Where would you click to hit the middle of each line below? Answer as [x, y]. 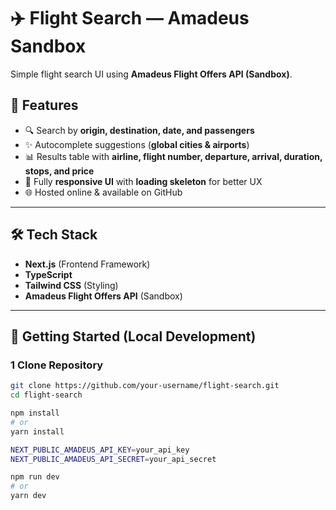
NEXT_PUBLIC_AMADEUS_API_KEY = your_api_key [100, 450]
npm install [35, 413]
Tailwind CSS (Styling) [71, 285]
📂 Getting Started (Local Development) [133, 336]
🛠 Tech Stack [54, 235]
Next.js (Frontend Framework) [87, 264]
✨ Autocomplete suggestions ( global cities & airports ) [137, 144]
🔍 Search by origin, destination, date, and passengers [139, 130]
